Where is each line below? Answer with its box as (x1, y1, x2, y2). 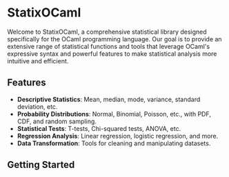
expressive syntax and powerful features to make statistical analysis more (7, 50, 217, 58)
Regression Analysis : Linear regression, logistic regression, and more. (17, 132, 219, 140)
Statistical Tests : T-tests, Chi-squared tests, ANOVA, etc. (17, 124, 181, 132)
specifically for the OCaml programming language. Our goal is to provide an (7, 34, 222, 43)
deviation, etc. (17, 102, 58, 111)
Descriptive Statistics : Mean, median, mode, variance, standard (17, 95, 201, 103)
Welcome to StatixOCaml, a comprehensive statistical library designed (7, 28, 207, 36)
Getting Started (7, 159, 75, 171)
